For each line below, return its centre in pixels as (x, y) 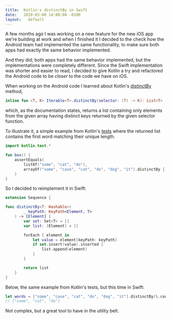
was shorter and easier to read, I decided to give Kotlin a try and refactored (84, 71)
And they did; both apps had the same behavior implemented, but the (78, 60)
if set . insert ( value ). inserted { (68, 245)
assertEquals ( (29, 160)
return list (36, 268)
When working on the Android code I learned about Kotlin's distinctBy (78, 86)
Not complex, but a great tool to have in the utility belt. (62, 311)
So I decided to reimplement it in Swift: (46, 188)
